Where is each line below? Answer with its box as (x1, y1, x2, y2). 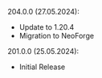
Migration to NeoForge (18, 31, 94, 40)
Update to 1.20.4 (18, 23, 75, 31)
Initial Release (18, 62, 66, 72)
